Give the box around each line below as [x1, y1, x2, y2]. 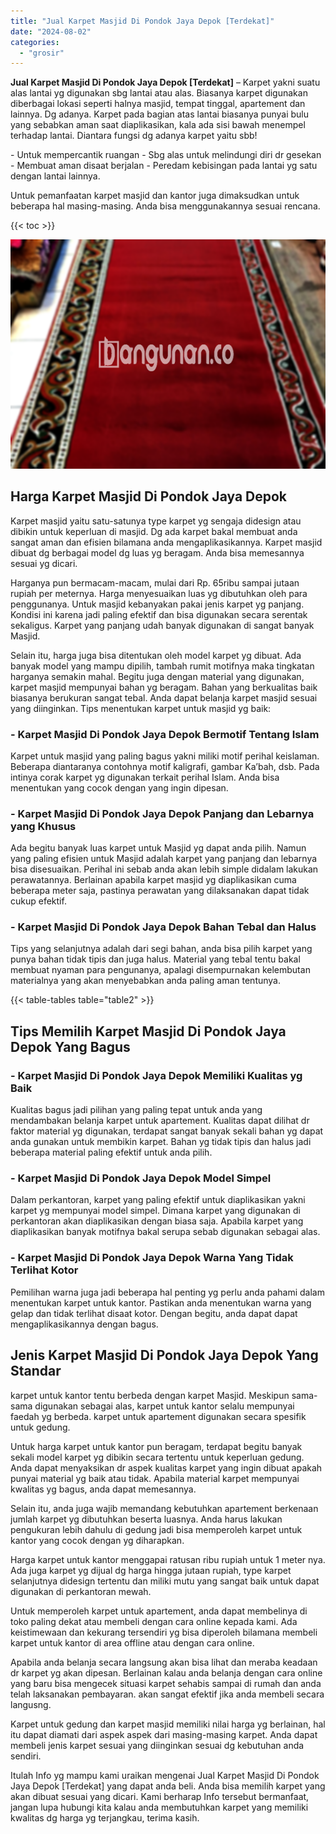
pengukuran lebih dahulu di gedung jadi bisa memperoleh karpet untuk [10, 1523, 303, 1535]
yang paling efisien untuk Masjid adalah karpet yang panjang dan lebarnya [10, 853, 318, 865]
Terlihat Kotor [10, 1263, 79, 1277]
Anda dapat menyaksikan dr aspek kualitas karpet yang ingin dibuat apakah [10, 1461, 323, 1474]
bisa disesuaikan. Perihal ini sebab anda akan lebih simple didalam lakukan [10, 863, 319, 875]
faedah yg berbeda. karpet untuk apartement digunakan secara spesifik [10, 1410, 307, 1422]
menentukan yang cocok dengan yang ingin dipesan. [10, 781, 229, 794]
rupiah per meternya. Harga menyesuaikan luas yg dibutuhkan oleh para [10, 587, 308, 599]
